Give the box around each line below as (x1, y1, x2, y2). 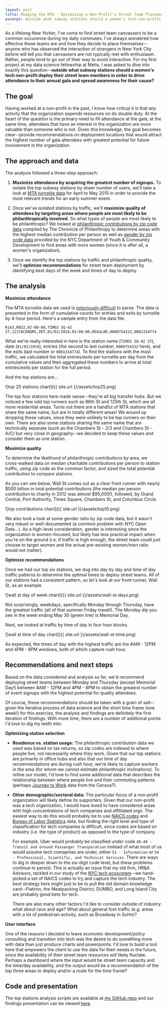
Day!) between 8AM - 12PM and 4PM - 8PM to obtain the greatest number (5, 684, 158, 690)
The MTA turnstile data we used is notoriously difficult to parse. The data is (5, 304, 159, 311)
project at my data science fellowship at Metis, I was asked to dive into (5, 62, 150, 68)
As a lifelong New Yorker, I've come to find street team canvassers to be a (5, 30, 157, 36)
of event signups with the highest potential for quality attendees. (5, 690, 138, 696)
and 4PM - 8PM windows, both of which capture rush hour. (5, 646, 127, 652)
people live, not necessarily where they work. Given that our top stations (12, 750, 161, 756)
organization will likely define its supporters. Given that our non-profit (12, 797, 155, 803)
